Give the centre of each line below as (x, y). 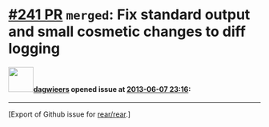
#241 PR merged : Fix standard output (129, 15)
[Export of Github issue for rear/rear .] (69, 114)
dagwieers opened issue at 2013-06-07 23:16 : (112, 89)
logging (34, 49)
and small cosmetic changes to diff (127, 32)
